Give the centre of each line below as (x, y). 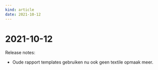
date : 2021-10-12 (23, 14)
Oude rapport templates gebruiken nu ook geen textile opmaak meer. (83, 62)
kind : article (20, 10)
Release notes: (20, 53)
